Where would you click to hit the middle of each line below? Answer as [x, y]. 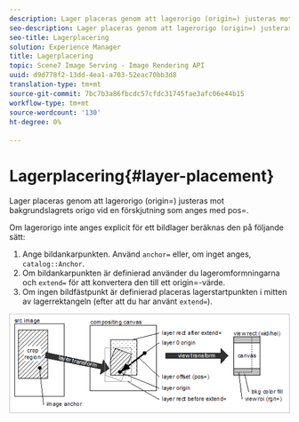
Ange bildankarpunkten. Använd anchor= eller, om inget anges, [137, 254]
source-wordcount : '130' [55, 112]
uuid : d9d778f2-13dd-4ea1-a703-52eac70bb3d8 [93, 76]
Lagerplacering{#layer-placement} [141, 176]
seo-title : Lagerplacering [59, 37]
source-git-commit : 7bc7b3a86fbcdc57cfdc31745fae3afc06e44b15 [127, 93]
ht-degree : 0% [36, 122]
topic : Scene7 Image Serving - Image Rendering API [107, 66]
